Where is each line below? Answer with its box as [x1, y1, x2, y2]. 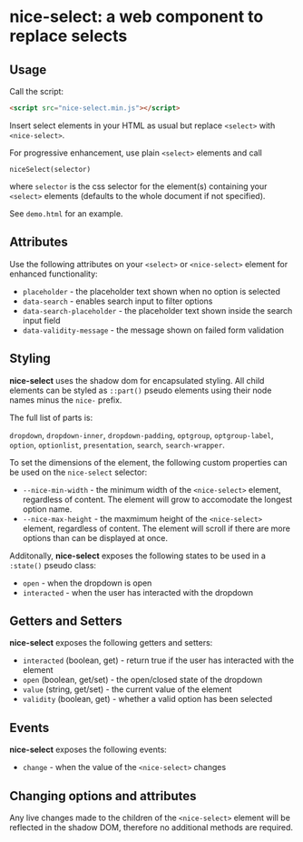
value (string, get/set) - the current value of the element [22, 684, 232, 695]
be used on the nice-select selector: [9, 466, 148, 477]
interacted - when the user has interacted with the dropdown [22, 586, 254, 597]
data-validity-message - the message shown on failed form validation [22, 325, 284, 336]
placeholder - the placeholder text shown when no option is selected [22, 286, 281, 296]
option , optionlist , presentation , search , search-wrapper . [9, 439, 225, 450]
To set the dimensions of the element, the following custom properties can [9, 456, 288, 467]
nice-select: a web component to [9, 6, 264, 27]
